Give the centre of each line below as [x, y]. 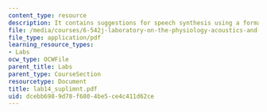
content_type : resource [48, 15]
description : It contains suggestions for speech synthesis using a [124, 23]
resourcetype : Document [48, 81]
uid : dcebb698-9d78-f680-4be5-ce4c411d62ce [81, 96]
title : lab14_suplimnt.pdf [53, 89]
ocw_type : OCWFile [39, 60]
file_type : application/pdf [55, 37]
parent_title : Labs [41, 67]
